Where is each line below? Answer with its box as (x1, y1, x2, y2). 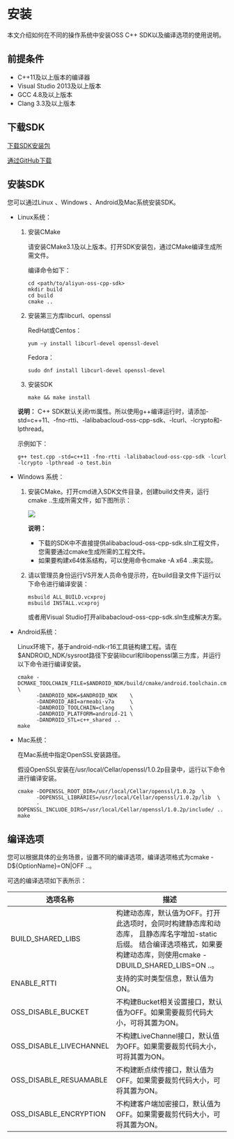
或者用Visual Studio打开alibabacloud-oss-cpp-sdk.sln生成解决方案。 (27, 613, 226, 621)
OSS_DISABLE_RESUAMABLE (10, 1075, 108, 1085)
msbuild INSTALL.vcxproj (27, 600, 100, 607)
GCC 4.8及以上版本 (17, 90, 73, 98)
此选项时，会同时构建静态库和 (116, 919, 214, 928)
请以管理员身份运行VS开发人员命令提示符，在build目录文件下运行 (27, 571, 215, 579)
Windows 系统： (17, 473, 65, 481)
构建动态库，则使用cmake (116, 950, 201, 960)
